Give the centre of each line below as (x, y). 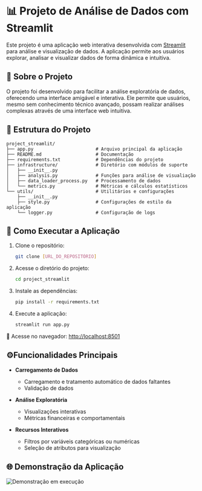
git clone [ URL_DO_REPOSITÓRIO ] (56, 257)
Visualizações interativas (55, 411)
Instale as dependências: (46, 291)
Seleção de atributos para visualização (72, 447)
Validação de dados (49, 388)
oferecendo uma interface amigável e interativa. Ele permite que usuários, (98, 97)
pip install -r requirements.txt (57, 302)
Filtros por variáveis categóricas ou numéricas (82, 441)
